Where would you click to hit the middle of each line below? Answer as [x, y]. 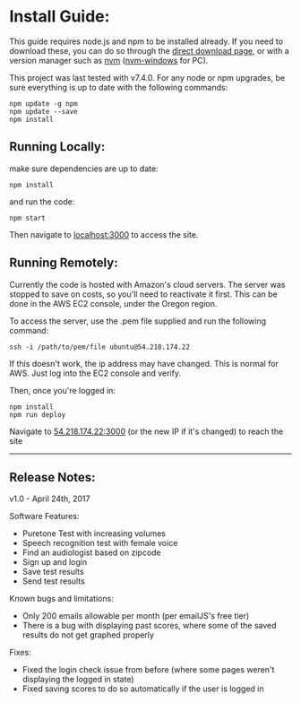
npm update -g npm [43, 104]
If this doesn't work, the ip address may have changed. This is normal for [144, 363]
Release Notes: [52, 477]
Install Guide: [60, 17]
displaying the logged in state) [78, 680]
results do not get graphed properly [88, 635]
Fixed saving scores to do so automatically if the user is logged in [143, 689]
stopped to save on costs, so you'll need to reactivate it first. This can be [143, 294]
